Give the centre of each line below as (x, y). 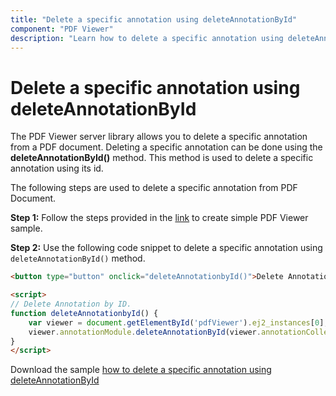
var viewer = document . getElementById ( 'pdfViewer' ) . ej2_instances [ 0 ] (176, 322)
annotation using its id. (57, 168)
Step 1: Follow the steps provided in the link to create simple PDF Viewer (159, 218)
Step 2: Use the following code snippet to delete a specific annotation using (166, 248)
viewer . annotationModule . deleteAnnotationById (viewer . (145, 332)
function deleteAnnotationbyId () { (84, 313)
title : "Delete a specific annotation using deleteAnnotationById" (154, 19)
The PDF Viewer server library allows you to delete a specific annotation (159, 137)
